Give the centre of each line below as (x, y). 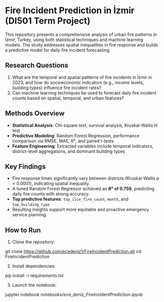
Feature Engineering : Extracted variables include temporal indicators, (82, 146)
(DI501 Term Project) (48, 21)
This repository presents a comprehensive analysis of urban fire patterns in (81, 34)
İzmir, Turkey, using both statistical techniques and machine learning (74, 40)
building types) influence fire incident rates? (57, 88)
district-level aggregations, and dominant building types (69, 151)
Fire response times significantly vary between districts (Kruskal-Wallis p (86, 178)
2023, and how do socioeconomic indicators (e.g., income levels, (78, 82)
